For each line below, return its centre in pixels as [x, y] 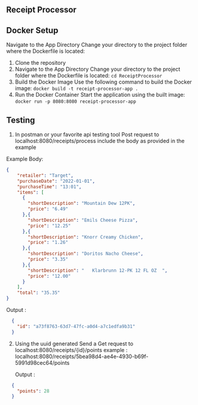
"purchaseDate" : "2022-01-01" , [56, 181]
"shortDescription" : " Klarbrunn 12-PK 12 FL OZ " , [98, 270]
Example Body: [25, 159]
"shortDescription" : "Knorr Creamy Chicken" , [86, 237]
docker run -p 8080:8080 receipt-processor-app [75, 102]
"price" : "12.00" [49, 276]
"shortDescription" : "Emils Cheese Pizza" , [83, 220]
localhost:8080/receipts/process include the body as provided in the [100, 141]
